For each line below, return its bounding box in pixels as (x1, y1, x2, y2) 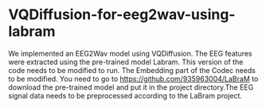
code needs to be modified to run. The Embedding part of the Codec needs (8, 65, 256, 75)
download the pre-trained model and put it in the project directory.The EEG (8, 82, 254, 92)
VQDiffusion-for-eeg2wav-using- (8, 6, 236, 24)
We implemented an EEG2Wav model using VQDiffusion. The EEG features (8, 48, 252, 58)
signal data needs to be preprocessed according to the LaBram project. (8, 91, 243, 100)
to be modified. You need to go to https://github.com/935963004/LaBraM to (8, 74, 259, 83)
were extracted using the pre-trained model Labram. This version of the (8, 57, 244, 67)
